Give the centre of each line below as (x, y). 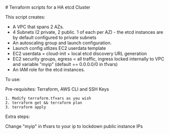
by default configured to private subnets (54, 38)
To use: (13, 79)
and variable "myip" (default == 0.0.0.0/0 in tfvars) (65, 64)
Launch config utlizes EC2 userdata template (59, 48)
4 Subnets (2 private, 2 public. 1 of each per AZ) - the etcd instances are (88, 32)
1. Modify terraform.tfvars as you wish (48, 98)
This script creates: (25, 17)
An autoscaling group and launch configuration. (62, 43)
